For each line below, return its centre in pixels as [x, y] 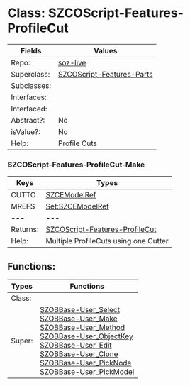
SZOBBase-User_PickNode [86, 363]
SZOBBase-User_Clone [79, 354]
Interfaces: [29, 97]
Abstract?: [28, 120]
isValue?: [26, 131]
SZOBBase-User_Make [79, 319]
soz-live [72, 62]
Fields [31, 50]
